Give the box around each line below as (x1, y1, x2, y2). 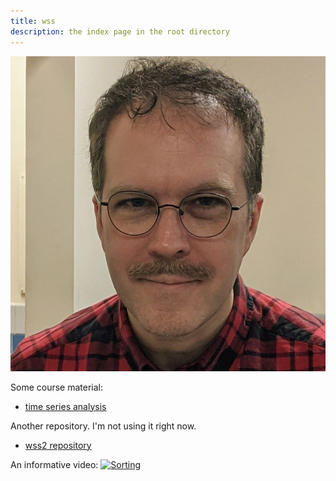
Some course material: (10, 381, 103, 393)
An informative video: (10, 458, 99, 470)
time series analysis (24, 400, 107, 412)
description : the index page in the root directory (10, 26, 230, 37)
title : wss (10, 16, 56, 26)
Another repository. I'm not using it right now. (10, 420, 197, 432)
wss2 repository (24, 439, 92, 451)
